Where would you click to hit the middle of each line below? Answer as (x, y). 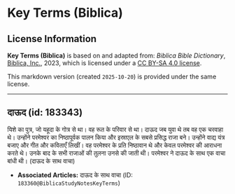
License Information (52, 39)
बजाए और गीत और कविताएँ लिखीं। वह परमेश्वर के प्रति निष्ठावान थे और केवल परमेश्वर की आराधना (115, 145)
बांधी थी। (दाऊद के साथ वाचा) (41, 161)
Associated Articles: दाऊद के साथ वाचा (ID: (75, 175)
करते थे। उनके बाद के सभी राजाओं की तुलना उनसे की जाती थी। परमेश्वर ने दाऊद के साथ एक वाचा (116, 153)
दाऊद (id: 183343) (45, 112)
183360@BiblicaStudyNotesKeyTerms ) (69, 183)
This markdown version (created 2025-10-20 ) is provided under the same (112, 76)
